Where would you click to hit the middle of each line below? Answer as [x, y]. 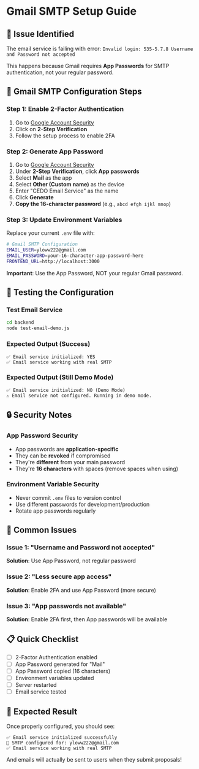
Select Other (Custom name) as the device [69, 184]
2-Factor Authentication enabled [56, 657]
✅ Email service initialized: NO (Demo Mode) [66, 390]
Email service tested [41, 692]
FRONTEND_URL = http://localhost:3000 [53, 261]
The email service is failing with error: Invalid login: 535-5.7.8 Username [100, 48]
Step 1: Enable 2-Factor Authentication [65, 109]
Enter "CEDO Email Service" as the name [67, 191]
